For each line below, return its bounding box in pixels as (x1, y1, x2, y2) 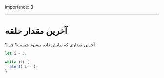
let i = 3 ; (5, 51, 27, 56)
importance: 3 (5, 4, 33, 10)
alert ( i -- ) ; (9, 64, 38, 69)
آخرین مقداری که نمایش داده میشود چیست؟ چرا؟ (5, 41, 95, 47)
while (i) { (5, 60, 29, 64)
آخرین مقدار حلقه (5, 26, 67, 37)
